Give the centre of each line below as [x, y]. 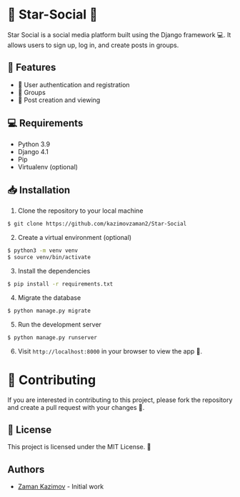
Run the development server [60, 324]
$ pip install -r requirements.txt [60, 284]
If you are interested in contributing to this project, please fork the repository [120, 400]
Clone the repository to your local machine [80, 211]
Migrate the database [49, 297]
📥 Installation [39, 190]
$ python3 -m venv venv [43, 251]
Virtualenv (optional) [48, 166]
